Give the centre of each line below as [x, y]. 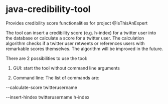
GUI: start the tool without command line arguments [66, 68]
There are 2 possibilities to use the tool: [46, 58]
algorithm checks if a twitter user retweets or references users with [75, 43]
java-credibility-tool [48, 9]
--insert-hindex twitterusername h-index [48, 97]
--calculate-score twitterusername [41, 87]
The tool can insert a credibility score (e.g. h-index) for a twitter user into [81, 32]
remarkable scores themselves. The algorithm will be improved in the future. [85, 48]
